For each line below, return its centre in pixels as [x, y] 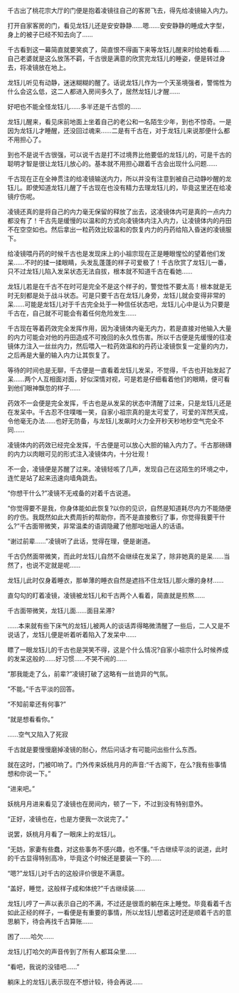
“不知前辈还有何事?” [37, 704]
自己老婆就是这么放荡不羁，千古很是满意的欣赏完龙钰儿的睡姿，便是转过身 [116, 58]
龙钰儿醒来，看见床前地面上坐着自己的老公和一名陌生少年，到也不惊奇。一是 [119, 122]
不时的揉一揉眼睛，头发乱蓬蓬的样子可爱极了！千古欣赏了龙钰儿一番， [127, 262]
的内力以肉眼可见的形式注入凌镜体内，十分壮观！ [79, 454]
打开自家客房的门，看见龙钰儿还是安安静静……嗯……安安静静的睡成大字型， [118, 26]
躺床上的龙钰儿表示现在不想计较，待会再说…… [75, 982]
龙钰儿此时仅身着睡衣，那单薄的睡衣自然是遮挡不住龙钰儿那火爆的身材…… [116, 580]
